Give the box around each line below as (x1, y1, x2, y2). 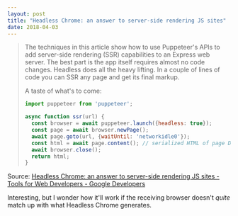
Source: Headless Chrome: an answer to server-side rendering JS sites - (7, 172, 220, 181)
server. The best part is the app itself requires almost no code (24, 58, 205, 67)
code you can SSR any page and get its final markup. (24, 73, 180, 81)
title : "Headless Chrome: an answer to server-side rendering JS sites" (7, 17, 227, 24)
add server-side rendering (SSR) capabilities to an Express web (24, 50, 210, 59)
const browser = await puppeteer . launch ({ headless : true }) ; (31, 120, 212, 127)
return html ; (31, 153, 70, 160)
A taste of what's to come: (24, 86, 102, 96)
